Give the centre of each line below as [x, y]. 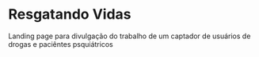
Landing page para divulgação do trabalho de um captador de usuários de [129, 36]
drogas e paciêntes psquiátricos [61, 44]
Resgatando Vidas [70, 14]
